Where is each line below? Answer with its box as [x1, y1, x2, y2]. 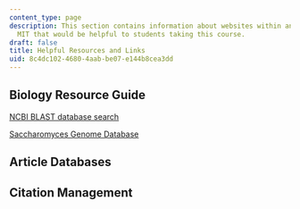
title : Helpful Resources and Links [9, 46, 146, 55]
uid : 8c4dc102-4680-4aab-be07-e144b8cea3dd [9, 54, 174, 63]
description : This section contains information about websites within [9, 21, 281, 30]
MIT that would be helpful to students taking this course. [17, 29, 246, 38]
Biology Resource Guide [9, 88, 146, 103]
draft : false [9, 38, 58, 47]
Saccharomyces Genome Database [9, 129, 139, 139]
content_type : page [9, 13, 82, 22]
